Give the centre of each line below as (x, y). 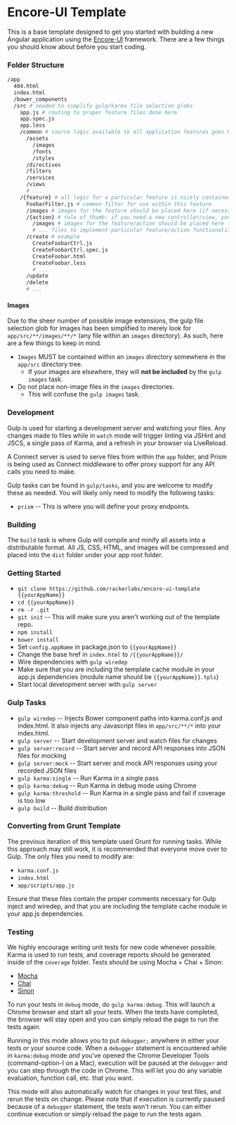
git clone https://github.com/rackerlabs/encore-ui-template (109, 589)
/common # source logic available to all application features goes (122, 132)
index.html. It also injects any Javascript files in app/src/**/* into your (119, 726)
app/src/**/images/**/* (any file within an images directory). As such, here (115, 336)
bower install (38, 640)
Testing (20, 932)
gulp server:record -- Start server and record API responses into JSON (122, 748)
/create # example (53, 237)
